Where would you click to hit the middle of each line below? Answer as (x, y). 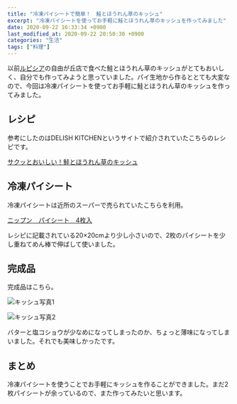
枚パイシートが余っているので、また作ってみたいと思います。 (97, 393)
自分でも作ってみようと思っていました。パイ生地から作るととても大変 (122, 77)
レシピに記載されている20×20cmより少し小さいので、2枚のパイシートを (114, 235)
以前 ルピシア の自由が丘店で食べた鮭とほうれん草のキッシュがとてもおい (113, 68)
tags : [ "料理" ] (29, 47)
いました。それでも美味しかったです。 (63, 341)
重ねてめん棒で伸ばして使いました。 (66, 244)
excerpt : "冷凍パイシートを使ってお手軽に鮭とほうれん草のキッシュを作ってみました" (117, 21)
